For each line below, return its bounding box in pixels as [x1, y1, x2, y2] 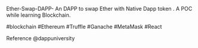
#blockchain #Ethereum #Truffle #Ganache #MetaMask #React [6, 23, 163, 30]
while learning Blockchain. [6, 11, 71, 19]
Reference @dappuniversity [6, 35, 75, 41]
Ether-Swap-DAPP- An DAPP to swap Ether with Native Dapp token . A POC [6, 5, 193, 12]
